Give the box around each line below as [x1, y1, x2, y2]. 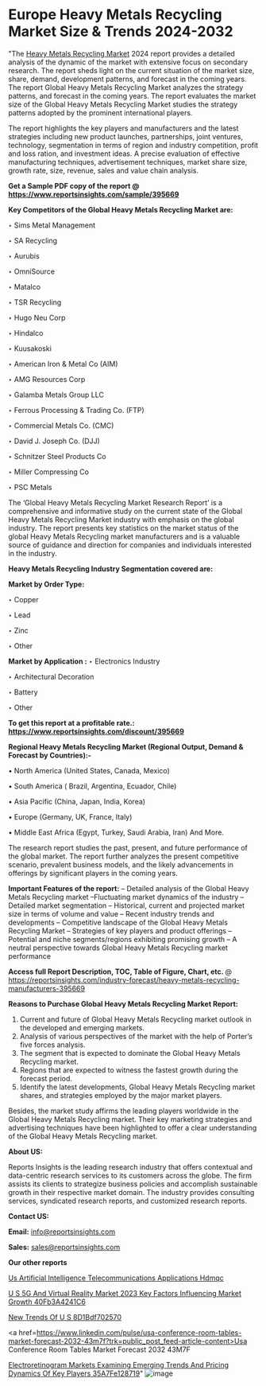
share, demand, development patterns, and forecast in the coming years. [8, 74, 247, 84]
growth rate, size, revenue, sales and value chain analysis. [8, 165, 199, 175]
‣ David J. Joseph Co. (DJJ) [8, 436, 101, 446]
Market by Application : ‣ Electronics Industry [8, 656, 160, 666]
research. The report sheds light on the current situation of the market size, [8, 65, 255, 75]
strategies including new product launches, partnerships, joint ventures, [8, 131, 244, 141]
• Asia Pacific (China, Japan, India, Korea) [8, 796, 145, 806]
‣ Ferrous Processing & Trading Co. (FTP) [8, 405, 145, 415]
